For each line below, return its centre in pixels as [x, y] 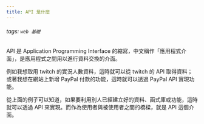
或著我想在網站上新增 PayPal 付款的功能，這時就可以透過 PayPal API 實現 [98, 79]
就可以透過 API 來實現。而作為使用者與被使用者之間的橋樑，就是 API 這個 [98, 107]
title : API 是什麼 [28, 12]
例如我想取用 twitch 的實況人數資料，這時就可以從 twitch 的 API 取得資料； [100, 71]
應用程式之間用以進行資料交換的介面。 [73, 58]
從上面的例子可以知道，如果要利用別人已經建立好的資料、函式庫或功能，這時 [102, 99]
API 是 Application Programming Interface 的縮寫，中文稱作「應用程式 [94, 51]
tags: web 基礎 [23, 32]
